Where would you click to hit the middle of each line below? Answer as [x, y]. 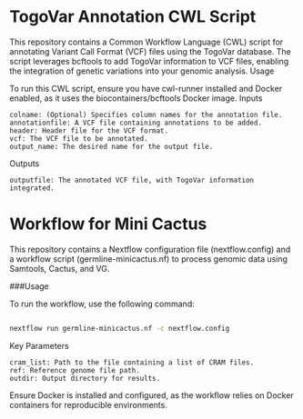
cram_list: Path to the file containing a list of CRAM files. [132, 362]
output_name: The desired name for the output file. [111, 146]
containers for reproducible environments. [89, 404]
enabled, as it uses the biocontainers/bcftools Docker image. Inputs [136, 98]
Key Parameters [40, 345]
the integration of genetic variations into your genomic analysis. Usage [142, 71]
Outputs [25, 163]
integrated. [32, 188]
